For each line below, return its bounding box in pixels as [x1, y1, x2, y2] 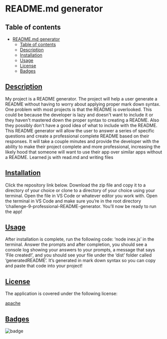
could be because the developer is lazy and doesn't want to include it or [5, 111, 154, 117]
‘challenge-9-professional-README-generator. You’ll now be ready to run [5, 203, 157, 209]
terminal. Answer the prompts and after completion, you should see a [5, 241, 148, 247]
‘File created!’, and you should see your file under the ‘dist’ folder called [5, 252, 152, 258]
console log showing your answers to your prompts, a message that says [5, 247, 156, 253]
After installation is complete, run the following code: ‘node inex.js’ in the [5, 236, 155, 242]
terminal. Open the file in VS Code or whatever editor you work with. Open [5, 192, 158, 198]
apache [5, 300, 21, 306]
